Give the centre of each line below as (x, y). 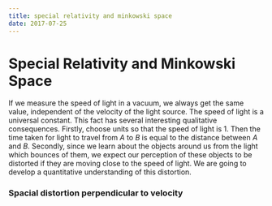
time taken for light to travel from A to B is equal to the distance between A (133, 138)
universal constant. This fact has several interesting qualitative (113, 120)
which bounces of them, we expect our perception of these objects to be (130, 155)
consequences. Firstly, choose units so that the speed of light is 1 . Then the (135, 129)
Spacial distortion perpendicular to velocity (96, 193)
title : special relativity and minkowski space (91, 16)
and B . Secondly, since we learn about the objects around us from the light (133, 146)
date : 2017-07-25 (38, 24)
